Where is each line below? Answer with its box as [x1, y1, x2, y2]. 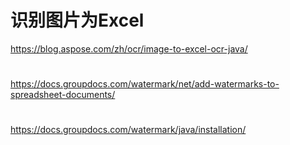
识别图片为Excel [10, 9, 145, 32]
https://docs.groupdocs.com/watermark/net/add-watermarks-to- [10, 78, 280, 90]
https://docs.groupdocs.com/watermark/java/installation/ [10, 124, 247, 136]
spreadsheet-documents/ [10, 89, 116, 101]
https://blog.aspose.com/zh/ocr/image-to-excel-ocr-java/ [10, 42, 248, 55]
